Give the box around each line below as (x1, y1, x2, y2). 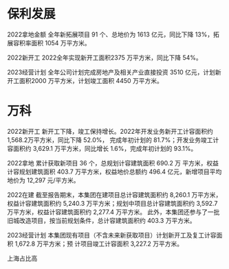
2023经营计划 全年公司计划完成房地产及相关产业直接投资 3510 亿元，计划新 (7, 68, 221, 76)
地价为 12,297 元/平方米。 (7, 176, 80, 184)
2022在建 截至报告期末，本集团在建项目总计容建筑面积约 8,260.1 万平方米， (7, 190, 222, 199)
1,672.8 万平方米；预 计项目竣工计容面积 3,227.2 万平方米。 (14, 239, 184, 248)
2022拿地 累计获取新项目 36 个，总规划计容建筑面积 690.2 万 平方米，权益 (7, 159, 219, 167)
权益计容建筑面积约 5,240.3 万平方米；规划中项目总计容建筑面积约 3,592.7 (7, 199, 218, 207)
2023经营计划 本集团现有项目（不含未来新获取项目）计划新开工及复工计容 (7, 231, 217, 239)
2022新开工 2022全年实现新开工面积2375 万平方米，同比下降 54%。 (7, 53, 203, 62)
